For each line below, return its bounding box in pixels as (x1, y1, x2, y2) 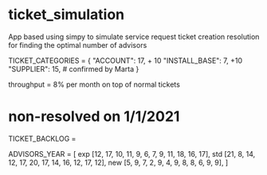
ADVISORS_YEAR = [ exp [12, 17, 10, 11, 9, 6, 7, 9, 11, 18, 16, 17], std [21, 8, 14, (8, 149, 256, 158)
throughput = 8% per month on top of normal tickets (8, 80, 181, 89)
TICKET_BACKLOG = (8, 134, 77, 143)
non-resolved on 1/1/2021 (8, 107, 180, 126)
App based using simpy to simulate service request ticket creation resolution (8, 32, 260, 41)
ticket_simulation (8, 6, 125, 24)
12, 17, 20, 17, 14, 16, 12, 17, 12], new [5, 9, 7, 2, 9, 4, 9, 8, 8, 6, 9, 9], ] (8, 157, 229, 167)
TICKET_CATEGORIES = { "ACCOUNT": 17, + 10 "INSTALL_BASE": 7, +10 (8, 56, 243, 65)
